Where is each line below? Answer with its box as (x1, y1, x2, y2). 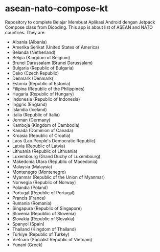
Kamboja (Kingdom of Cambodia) (12, 122, 80, 128)
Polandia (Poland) (12, 184, 48, 190)
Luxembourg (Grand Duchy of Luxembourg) (12, 153, 101, 159)
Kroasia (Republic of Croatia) (12, 133, 71, 138)
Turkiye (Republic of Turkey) (12, 231, 70, 237)
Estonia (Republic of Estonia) (12, 80, 70, 86)
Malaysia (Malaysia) (12, 163, 53, 169)
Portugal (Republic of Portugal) (12, 189, 75, 196)
